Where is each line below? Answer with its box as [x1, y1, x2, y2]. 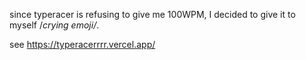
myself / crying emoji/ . [9, 19, 100, 31]
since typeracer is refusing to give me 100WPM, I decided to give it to [9, 9, 296, 20]
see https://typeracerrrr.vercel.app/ [9, 39, 156, 50]
